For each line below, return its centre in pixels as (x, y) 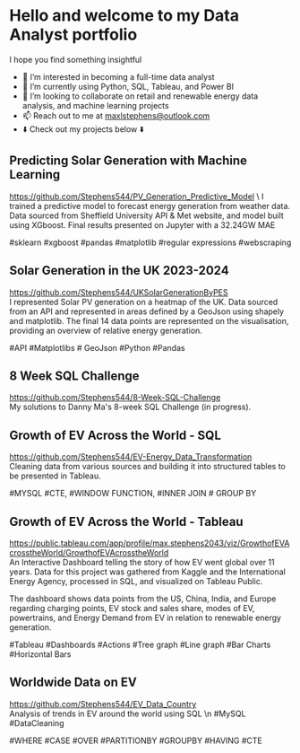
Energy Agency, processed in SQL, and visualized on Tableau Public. (136, 581)
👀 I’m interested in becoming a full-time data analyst (118, 76)
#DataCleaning (37, 722)
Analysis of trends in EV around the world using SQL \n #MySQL (128, 714)
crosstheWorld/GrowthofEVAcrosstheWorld (89, 552)
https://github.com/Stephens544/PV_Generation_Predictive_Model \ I (137, 196)
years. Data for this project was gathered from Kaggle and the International (148, 572)
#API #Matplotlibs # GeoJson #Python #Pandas (97, 347)
